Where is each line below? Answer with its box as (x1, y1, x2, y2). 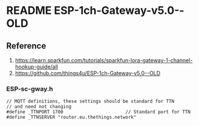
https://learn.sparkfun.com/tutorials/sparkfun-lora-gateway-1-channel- (15, 57, 193, 64)
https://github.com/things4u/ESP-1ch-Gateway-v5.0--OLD (15, 70, 161, 76)
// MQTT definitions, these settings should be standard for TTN (6, 98, 174, 105)
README (6, 4, 52, 18)
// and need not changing (6, 104, 71, 110)
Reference (6, 41, 47, 51)
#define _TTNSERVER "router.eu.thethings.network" (6, 114, 137, 121)
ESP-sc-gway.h (6, 84, 53, 93)
